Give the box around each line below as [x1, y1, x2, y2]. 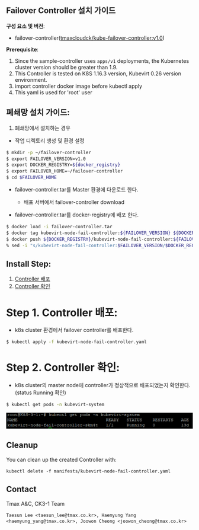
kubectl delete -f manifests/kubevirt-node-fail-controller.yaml [6, 468, 171, 474]
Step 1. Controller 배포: [6, 306, 118, 319]
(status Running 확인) [14, 389, 66, 396]
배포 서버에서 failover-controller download [23, 199, 125, 206]
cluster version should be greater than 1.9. [14, 63, 118, 71]
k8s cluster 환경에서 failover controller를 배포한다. [14, 327, 134, 334]
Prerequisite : [6, 46, 38, 53]
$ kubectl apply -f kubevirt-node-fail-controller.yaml [6, 339, 147, 345]
